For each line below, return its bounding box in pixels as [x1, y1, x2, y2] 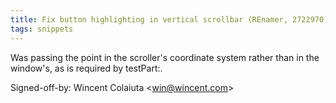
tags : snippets [10, 24, 74, 34]
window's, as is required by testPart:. [10, 62, 163, 74]
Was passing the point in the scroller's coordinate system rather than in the [10, 51, 320, 63]
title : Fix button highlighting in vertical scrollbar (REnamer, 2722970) [10, 14, 329, 25]
